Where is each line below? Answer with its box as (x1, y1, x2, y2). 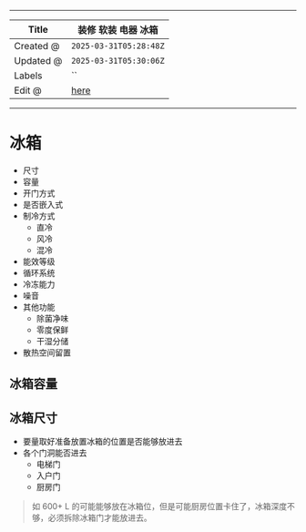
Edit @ (14, 84, 43, 97)
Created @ (14, 40, 60, 52)
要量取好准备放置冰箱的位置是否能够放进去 (22, 436, 183, 447)
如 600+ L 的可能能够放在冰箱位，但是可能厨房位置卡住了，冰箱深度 (31, 501, 288, 512)
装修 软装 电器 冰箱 (76, 24, 158, 36)
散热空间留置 (22, 347, 71, 358)
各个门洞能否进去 (22, 447, 87, 458)
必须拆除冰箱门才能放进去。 (47, 512, 152, 524)
